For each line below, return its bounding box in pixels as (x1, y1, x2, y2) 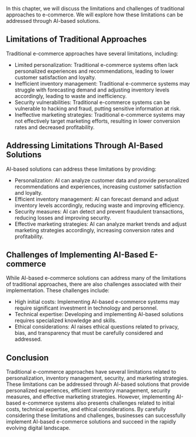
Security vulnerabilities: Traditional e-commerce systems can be (14, 99, 170, 106)
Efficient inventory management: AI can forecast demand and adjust (14, 195, 179, 202)
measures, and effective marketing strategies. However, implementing (6, 393, 175, 401)
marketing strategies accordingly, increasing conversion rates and (14, 226, 174, 233)
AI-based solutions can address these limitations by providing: (6, 165, 157, 172)
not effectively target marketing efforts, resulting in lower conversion (14, 117, 180, 124)
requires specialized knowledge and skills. (14, 317, 117, 324)
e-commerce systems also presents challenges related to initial (22, 399, 175, 406)
